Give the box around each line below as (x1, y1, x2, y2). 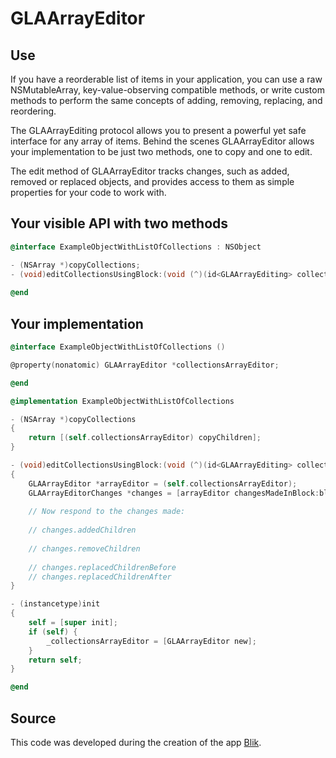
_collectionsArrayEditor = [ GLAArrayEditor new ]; (46, 636, 257, 646)
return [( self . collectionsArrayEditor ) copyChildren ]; (28, 433, 262, 443)
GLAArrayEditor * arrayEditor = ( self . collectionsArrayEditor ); (28, 478, 298, 489)
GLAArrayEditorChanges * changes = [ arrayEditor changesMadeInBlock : (28, 488, 320, 498)
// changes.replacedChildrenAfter (28, 572, 172, 582)
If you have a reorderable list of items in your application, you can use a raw (10, 73, 323, 85)
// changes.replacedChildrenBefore (28, 562, 177, 572)
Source (10, 710, 57, 727)
